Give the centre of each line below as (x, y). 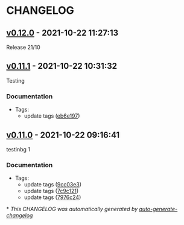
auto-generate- (158, 209)
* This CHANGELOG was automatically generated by (72, 209)
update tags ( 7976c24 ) (52, 197)
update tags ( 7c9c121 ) (51, 191)
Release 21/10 (23, 47)
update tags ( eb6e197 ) (52, 116)
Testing (16, 81)
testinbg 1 (18, 149)
